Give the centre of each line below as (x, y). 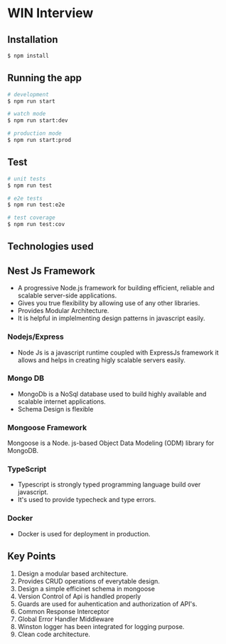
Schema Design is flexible (55, 409)
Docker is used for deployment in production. (84, 533)
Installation (33, 40)
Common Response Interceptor (64, 611)
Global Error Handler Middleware (66, 619)
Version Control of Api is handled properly (79, 596)
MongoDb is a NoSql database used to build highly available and (112, 394)
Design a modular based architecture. (73, 573)
